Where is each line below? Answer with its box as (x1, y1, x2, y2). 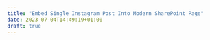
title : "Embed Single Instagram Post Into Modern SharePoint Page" (7, 9, 205, 17)
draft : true (7, 22, 41, 29)
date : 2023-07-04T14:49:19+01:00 (7, 16, 103, 23)
